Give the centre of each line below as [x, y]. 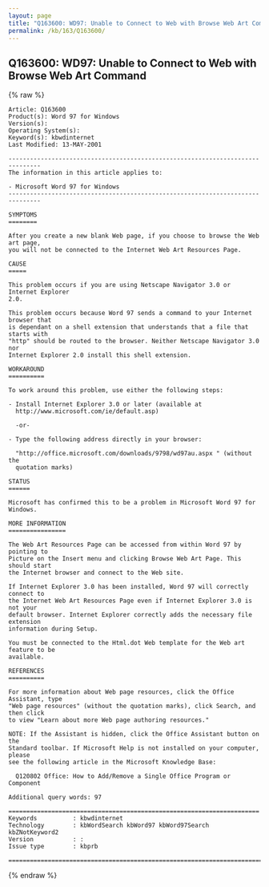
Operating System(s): [44, 131]
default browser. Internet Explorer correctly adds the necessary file [130, 615]
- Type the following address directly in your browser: [105, 439]
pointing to [28, 552]
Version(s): [28, 124]
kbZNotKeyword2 [34, 832]
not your [23, 608]
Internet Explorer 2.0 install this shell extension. [100, 355]
